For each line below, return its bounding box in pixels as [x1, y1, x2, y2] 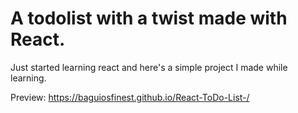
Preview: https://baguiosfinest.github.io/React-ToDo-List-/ [10, 91, 250, 103]
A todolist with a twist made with [10, 7, 288, 30]
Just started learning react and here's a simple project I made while [10, 61, 288, 73]
